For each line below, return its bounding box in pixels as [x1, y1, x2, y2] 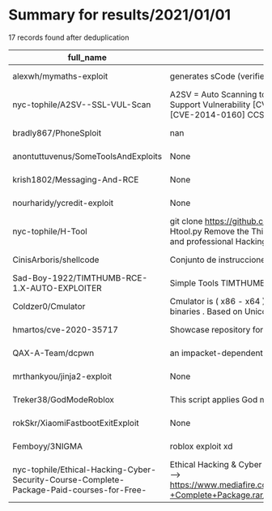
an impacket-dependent [169, 347, 263, 359]
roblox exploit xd [169, 440, 233, 452]
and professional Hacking [169, 235, 267, 247]
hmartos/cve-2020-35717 [12, 324, 119, 335]
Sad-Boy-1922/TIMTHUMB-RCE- [12, 272, 148, 283]
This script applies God [169, 393, 258, 405]
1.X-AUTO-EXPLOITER [12, 282, 103, 294]
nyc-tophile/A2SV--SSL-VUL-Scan [12, 99, 151, 110]
